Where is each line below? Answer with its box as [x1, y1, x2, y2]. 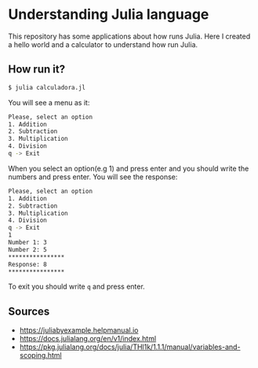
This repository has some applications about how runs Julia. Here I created [8, 31, 251, 41]
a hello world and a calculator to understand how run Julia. [8, 39, 198, 49]
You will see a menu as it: [8, 98, 90, 107]
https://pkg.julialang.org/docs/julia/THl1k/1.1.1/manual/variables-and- [19, 342, 241, 351]
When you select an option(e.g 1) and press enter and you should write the [8, 164, 249, 173]
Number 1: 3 [8, 238, 47, 246]
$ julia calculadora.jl [8, 83, 86, 91]
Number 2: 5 [8, 245, 47, 253]
